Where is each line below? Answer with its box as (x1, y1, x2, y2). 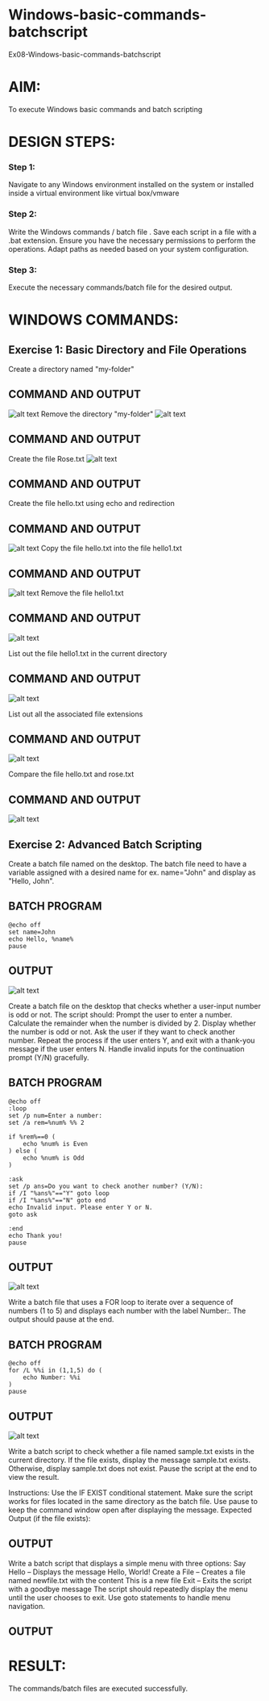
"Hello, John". (8, 876, 55, 886)
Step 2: (8, 208, 38, 219)
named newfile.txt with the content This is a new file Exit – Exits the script (8, 1575, 252, 1585)
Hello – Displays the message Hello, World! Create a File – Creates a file (8, 1567, 246, 1577)
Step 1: (8, 161, 35, 173)
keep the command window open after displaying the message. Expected (8, 1505, 252, 1515)
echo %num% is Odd (23, 1154, 85, 1162)
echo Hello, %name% (8, 934, 74, 943)
